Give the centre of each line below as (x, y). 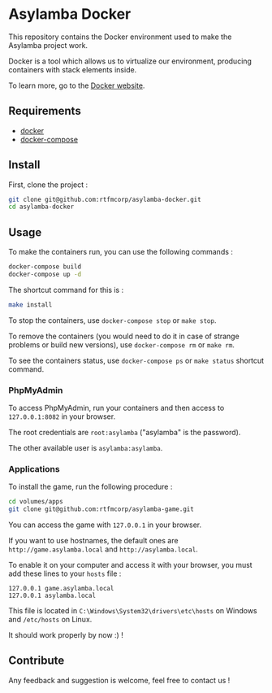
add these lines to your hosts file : (65, 573)
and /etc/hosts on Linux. (50, 620)
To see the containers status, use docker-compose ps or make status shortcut (136, 360)
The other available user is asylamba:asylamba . (86, 448)
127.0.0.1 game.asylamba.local (61, 589)
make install (30, 305)
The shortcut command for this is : (66, 290)
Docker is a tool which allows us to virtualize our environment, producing (130, 61)
